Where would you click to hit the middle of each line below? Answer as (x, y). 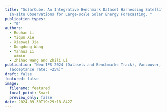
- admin (18, 56)
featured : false (22, 79)
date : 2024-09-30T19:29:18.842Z (39, 102)
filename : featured (30, 88)
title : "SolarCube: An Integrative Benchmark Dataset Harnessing (74, 10)
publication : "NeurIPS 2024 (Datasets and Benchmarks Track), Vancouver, (83, 65)
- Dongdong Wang (26, 47)
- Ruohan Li (22, 33)
